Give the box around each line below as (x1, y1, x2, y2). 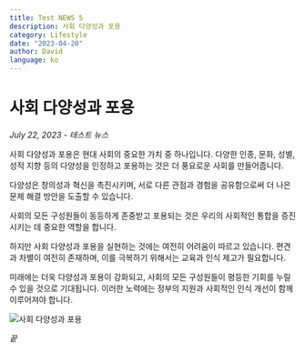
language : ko (9, 55, 59, 65)
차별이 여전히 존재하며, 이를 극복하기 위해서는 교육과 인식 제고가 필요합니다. (18, 252, 287, 263)
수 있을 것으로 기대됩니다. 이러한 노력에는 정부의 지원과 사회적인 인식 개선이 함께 (9, 283, 294, 294)
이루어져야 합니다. (9, 294, 74, 305)
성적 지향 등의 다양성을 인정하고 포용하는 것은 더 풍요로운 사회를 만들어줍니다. (9, 160, 284, 171)
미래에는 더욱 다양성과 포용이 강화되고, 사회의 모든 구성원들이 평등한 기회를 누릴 (9, 271, 291, 282)
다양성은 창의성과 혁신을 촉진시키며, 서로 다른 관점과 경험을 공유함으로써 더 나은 (9, 179, 291, 190)
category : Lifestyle (9, 30, 88, 39)
